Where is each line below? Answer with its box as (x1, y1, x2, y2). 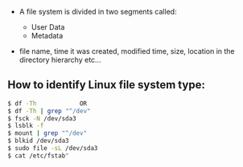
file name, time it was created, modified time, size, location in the (19, 47, 235, 55)
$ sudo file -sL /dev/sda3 (7, 145, 98, 153)
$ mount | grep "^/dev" (7, 129, 88, 137)
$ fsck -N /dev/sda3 (7, 114, 77, 123)
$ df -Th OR (7, 100, 88, 108)
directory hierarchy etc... (19, 55, 101, 64)
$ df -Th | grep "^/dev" (7, 107, 91, 115)
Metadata (31, 31, 64, 40)
